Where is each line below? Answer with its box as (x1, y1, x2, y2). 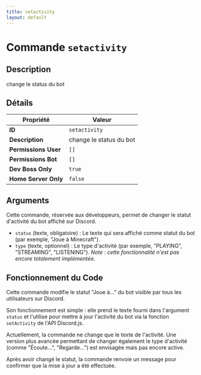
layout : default (6, 14, 47, 20)
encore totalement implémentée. (14, 255, 95, 262)
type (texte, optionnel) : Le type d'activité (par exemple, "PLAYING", (14, 242, 182, 250)
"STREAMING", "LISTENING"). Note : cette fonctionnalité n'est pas (14, 248, 180, 256)
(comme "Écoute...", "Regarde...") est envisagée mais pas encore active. (6, 344, 185, 351)
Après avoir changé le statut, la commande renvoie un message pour (6, 355, 177, 362)
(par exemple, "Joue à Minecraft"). (14, 236, 100, 243)
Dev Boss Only (9, 165, 52, 174)
